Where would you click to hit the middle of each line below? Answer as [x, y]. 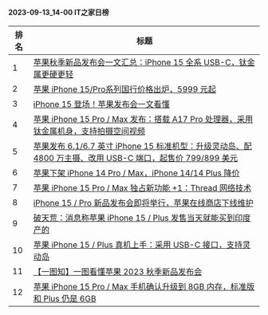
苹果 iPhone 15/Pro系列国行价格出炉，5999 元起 [125, 89]
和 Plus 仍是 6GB [65, 299]
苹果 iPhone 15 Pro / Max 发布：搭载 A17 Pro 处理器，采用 [143, 120]
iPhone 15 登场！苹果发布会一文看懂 [101, 104]
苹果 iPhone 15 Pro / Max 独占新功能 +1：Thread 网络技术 [142, 188]
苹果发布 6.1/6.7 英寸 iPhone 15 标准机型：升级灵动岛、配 [143, 146]
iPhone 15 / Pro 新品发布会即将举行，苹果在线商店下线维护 [143, 203]
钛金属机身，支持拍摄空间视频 [89, 132]
